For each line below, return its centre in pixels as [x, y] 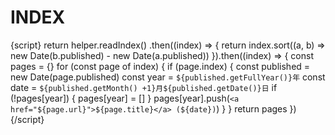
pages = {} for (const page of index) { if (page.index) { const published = [160, 66]
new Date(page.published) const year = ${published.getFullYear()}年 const [168, 77]
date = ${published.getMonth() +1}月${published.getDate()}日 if [144, 87]
